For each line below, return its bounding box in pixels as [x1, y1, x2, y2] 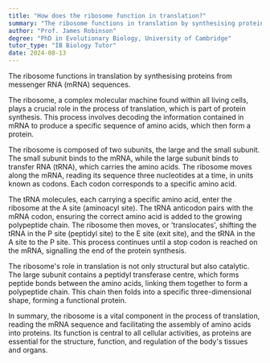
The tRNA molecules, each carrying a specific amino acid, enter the [8, 194, 232, 204]
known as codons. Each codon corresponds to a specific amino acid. [8, 179, 237, 189]
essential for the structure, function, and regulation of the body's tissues [8, 336, 248, 346]
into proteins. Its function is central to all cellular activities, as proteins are [8, 328, 252, 337]
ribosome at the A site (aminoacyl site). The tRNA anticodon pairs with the [8, 203, 253, 213]
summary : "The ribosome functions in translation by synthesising [8, 19, 235, 27]
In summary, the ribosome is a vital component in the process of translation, [8, 311, 260, 320]
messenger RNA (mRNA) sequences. [8, 80, 131, 89]
